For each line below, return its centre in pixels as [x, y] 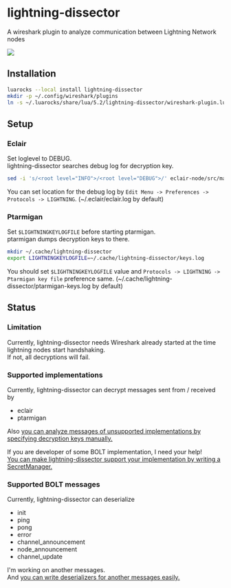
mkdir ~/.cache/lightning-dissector [59, 252]
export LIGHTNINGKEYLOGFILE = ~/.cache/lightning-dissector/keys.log [106, 258]
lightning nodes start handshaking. [56, 349]
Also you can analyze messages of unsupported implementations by [104, 431]
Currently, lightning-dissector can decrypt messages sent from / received [111, 389]
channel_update [40, 557]
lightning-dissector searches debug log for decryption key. [90, 166]
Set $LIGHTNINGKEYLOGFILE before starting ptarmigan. [81, 232]
